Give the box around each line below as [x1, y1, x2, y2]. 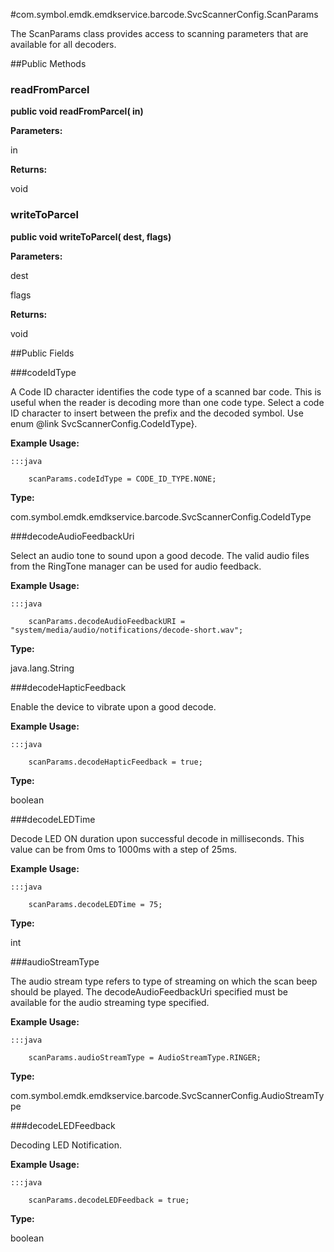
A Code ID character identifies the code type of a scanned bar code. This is [10, 385, 322, 398]
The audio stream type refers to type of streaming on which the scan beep [10, 975, 318, 987]
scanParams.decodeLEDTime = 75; [28, 899, 163, 909]
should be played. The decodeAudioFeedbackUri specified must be [10, 985, 288, 998]
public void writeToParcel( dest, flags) [10, 230, 172, 243]
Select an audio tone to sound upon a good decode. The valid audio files [10, 549, 310, 561]
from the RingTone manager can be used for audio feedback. [10, 560, 262, 572]
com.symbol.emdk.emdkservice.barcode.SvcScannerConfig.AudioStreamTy [10, 1089, 325, 1101]
